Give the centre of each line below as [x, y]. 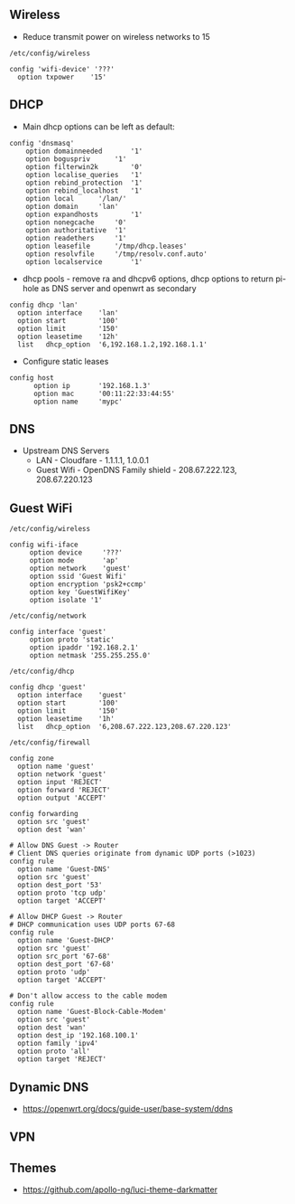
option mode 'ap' [74, 561]
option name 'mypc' [78, 402]
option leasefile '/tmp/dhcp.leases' [106, 246]
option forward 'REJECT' [64, 791]
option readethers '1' [76, 238]
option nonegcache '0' [76, 222]
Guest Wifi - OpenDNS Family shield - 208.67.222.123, [136, 470]
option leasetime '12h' [68, 337]
